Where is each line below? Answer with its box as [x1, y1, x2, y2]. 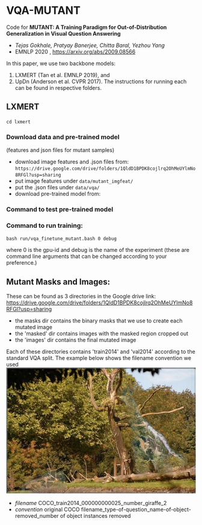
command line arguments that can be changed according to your [6, 253, 167, 260]
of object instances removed [60, 512, 131, 519]
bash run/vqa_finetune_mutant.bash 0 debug [6, 236, 117, 242]
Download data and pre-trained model [6, 133, 120, 141]
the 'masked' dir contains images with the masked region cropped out [14, 330, 189, 338]
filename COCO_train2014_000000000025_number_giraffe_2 [14, 499, 167, 506]
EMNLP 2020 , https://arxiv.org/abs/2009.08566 [14, 48, 136, 55]
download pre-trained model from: [14, 190, 101, 198]
